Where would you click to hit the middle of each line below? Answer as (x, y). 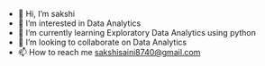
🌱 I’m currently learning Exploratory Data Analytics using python (137, 33)
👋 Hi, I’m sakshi (46, 14)
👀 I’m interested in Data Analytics (79, 23)
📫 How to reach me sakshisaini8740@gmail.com (109, 52)
